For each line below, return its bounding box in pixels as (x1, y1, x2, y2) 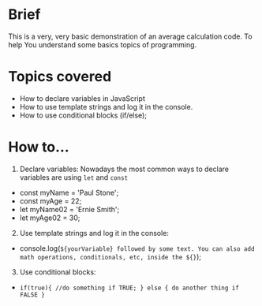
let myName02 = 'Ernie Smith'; (19, 204, 120, 214)
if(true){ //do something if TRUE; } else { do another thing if (19, 284, 239, 292)
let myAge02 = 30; (19, 213, 80, 222)
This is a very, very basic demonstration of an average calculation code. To (8, 32, 253, 41)
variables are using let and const (19, 172, 129, 182)
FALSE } (19, 290, 45, 299)
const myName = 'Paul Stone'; (19, 188, 119, 197)
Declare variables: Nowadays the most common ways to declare (19, 164, 230, 174)
